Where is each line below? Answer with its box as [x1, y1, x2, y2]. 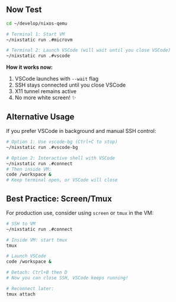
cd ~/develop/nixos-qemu [6, 20, 68, 26]
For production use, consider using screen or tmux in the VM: [6, 209, 154, 216]
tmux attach [6, 291, 36, 297]
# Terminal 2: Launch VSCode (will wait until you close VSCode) [6, 47, 171, 53]
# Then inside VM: [6, 166, 52, 172]
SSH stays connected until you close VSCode [14, 81, 126, 88]
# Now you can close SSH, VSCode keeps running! [6, 275, 129, 281]
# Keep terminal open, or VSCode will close [6, 177, 118, 183]
